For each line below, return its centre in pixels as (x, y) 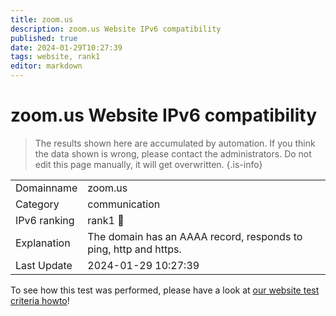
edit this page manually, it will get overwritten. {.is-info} (148, 164)
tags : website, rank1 (55, 57)
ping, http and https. (134, 249)
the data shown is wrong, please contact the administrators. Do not (173, 153)
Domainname (46, 188)
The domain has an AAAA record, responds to (195, 236)
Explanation (43, 243)
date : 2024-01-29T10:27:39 (66, 47)
